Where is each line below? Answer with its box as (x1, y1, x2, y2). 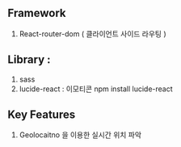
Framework (7, 6, 66, 20)
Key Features (7, 108, 76, 122)
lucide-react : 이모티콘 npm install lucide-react (19, 84, 173, 94)
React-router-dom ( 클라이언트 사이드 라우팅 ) (19, 28, 166, 39)
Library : (7, 52, 51, 67)
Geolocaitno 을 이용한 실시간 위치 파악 (19, 130, 142, 140)
